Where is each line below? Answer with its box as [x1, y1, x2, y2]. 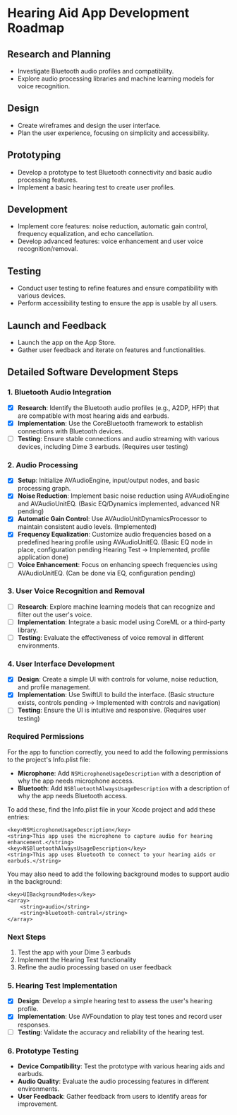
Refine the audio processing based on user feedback [17, 963, 172, 971]
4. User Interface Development [7, 659, 115, 669]
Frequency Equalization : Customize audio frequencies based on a [17, 530, 212, 539]
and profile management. [17, 683, 91, 691]
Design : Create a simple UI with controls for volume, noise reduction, [17, 675, 219, 684]
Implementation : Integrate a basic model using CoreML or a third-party [17, 617, 226, 626]
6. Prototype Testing [7, 1046, 79, 1056]
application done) [17, 553, 69, 561]
